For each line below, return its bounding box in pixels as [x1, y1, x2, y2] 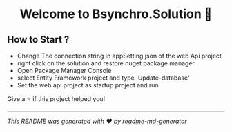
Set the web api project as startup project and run [17, 81, 159, 89]
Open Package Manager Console [17, 67, 112, 74]
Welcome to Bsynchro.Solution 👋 [19, 6, 213, 22]
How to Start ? [7, 34, 70, 45]
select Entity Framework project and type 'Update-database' [17, 74, 190, 82]
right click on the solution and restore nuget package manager [17, 59, 195, 67]
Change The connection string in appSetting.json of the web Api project [17, 52, 222, 60]
